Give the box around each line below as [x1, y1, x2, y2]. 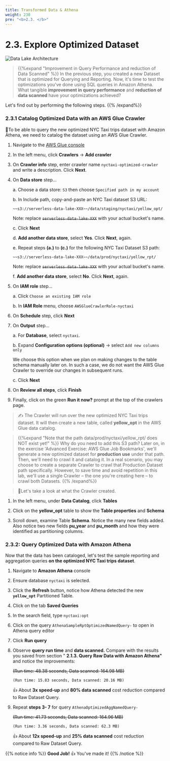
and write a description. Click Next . [12, 167, 87, 173]
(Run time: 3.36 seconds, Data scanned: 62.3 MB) [12, 723, 120, 729]
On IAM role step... [12, 283, 53, 289]
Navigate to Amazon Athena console [12, 567, 90, 574]
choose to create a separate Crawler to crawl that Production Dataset [17, 462, 163, 468]
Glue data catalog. [17, 425, 56, 431]
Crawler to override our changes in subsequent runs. [12, 367, 123, 373]
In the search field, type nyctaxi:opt [12, 612, 89, 618]
